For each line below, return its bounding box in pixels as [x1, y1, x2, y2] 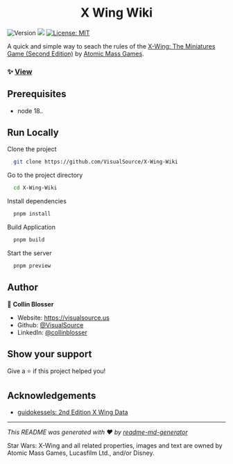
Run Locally [7, 127, 59, 139]
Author [7, 282, 38, 293]
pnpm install [13, 210, 51, 218]
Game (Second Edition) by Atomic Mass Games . [7, 49, 144, 58]
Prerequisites [7, 88, 67, 100]
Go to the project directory [7, 171, 83, 180]
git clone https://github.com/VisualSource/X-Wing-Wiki [13, 158, 178, 166]
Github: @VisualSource [17, 320, 84, 329]
